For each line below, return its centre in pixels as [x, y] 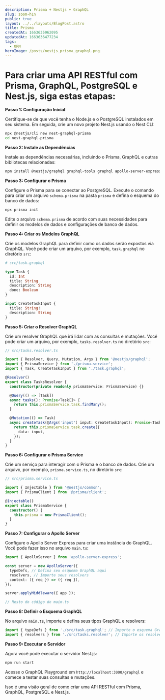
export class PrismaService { [36, 506]
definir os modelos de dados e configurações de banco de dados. [72, 224]
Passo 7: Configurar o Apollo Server [42, 533]
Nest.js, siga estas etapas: [60, 96]
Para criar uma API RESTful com [71, 75]
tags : [11, 42]
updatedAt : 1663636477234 [31, 37]
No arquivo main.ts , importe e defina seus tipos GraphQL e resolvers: [75, 621]
